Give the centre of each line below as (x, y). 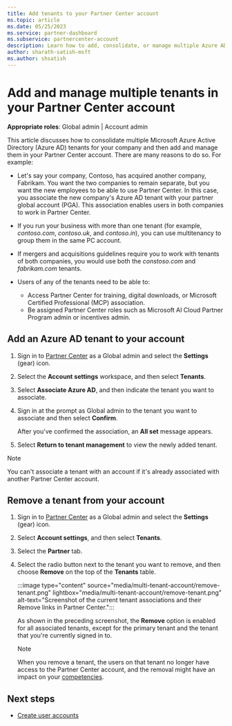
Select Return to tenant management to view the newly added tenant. (117, 445)
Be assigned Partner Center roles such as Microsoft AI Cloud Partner (125, 310)
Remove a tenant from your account (86, 500)
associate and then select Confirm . (67, 418)
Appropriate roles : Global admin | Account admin (78, 127)
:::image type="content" (51, 586)
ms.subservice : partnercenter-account (63, 39)
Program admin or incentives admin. (79, 317)
